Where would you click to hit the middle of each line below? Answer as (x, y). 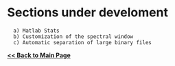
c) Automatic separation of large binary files (83, 42)
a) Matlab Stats (36, 31)
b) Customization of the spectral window (73, 36)
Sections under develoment (87, 13)
